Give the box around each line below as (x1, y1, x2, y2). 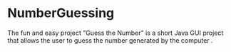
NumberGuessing (7, 5, 115, 21)
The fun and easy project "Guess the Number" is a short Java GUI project (7, 28, 224, 37)
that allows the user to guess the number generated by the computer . (7, 36, 213, 44)
